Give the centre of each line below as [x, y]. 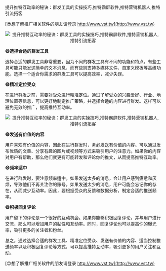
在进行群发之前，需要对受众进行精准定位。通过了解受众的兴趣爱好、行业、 [81, 95]
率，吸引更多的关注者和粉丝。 [35, 230]
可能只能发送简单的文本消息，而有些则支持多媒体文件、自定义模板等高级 [83, 68]
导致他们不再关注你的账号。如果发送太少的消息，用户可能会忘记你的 [83, 184]
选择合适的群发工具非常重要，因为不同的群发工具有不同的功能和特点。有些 [81, 61]
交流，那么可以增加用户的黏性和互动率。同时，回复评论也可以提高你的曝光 [81, 224]
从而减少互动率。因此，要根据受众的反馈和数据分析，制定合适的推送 [83, 191]
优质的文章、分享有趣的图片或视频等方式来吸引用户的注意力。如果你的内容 [85, 151]
